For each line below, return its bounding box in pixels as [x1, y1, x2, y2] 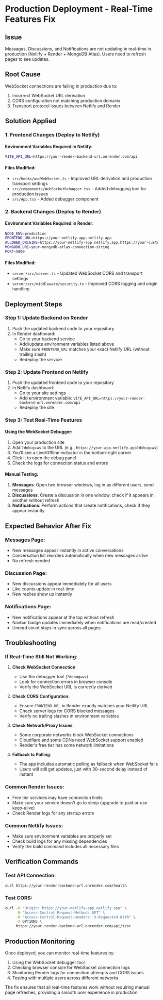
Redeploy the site [19, 404, 54, 411]
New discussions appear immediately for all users [12, 581, 112, 587]
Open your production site [12, 439, 65, 445]
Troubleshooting [5, 639, 57, 647]
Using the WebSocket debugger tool [12, 960, 85, 966]
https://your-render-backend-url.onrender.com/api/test [16, 924, 131, 929]
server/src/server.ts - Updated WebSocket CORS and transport [12, 270, 143, 276]
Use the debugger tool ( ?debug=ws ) [19, 674, 88, 680]
